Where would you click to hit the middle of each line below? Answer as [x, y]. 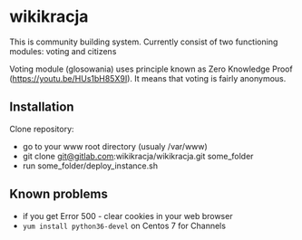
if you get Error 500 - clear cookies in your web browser [127, 216]
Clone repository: [42, 129]
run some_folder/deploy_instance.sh [90, 166]
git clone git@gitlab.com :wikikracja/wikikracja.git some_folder [138, 156]
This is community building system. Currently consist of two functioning [144, 42]
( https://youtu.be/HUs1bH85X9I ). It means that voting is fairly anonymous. [148, 78]
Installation [42, 107]
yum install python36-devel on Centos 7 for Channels [124, 226]
